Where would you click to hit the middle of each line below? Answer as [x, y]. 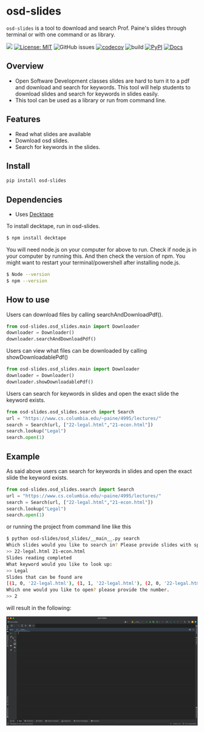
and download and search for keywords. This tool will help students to [103, 87]
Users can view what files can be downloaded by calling [77, 351]
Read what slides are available [53, 134]
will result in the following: [39, 608]
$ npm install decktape [36, 238]
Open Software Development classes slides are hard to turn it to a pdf [102, 81]
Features [23, 119]
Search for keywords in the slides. [58, 147]
